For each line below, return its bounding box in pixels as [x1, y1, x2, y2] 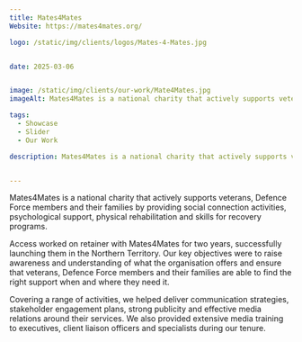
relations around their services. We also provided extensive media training [9, 313, 284, 324]
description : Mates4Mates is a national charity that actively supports [9, 152, 288, 161]
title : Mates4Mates [9, 13, 83, 22]
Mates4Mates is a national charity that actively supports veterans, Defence [9, 193, 288, 203]
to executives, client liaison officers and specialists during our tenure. [9, 323, 267, 334]
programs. [9, 221, 48, 232]
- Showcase [17, 119, 58, 128]
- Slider [17, 127, 50, 136]
